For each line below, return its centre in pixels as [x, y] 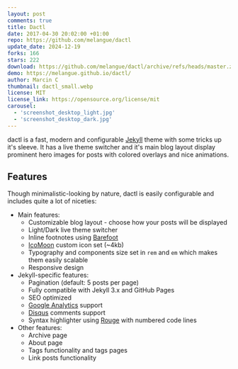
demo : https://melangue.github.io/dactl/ [69, 73]
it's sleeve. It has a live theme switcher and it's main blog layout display [112, 147]
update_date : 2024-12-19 [44, 47]
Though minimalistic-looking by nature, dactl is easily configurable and [111, 194]
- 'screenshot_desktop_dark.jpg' [63, 119]
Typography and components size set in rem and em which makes [123, 253]
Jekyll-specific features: [53, 275]
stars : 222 [23, 60]
